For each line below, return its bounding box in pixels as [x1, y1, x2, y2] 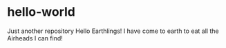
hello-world [7, 4, 76, 20]
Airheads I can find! [7, 34, 64, 42]
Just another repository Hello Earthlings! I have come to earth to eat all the [7, 27, 219, 35]
